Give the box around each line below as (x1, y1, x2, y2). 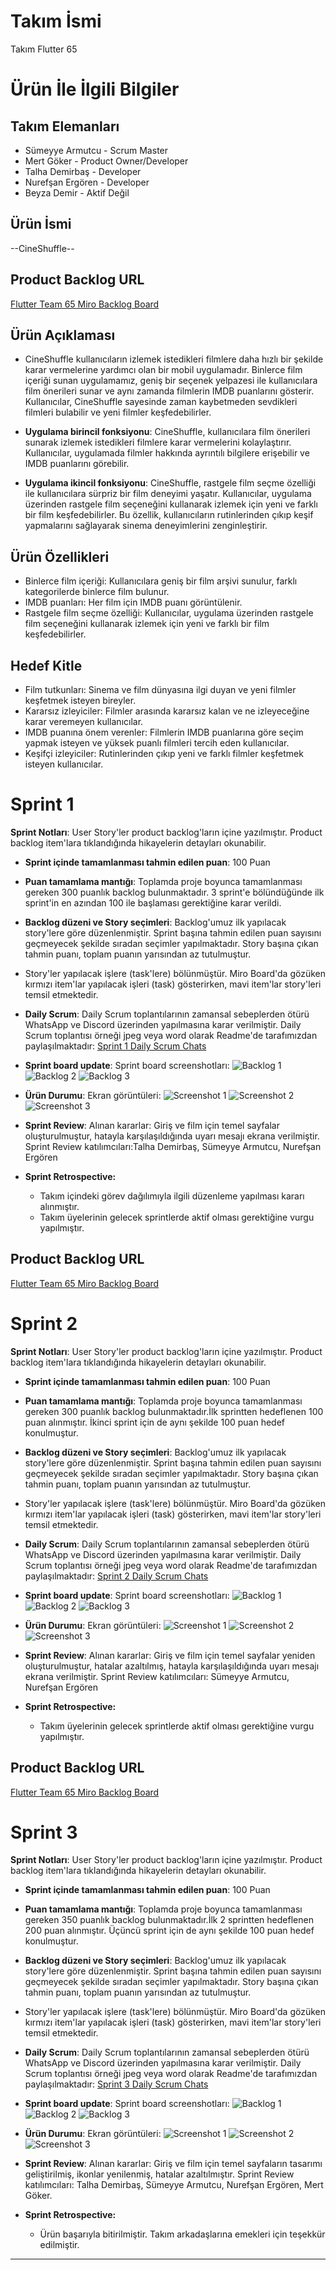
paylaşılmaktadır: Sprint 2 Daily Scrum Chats (24, 1570, 209, 1582)
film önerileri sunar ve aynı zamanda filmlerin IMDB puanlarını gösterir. (24, 385, 315, 397)
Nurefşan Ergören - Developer (24, 176, 150, 188)
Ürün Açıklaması (10, 326, 116, 344)
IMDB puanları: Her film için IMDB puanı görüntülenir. (24, 596, 243, 609)
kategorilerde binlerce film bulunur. (24, 586, 170, 598)
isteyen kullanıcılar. (24, 758, 104, 770)
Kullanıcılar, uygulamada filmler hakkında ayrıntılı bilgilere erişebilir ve (24, 447, 310, 459)
